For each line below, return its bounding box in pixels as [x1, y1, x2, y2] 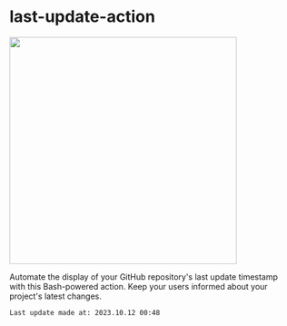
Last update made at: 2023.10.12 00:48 [9, 308, 161, 317]
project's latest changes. [9, 291, 103, 301]
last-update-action [9, 6, 156, 27]
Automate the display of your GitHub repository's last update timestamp [9, 271, 279, 282]
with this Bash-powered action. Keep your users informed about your [9, 281, 268, 291]
